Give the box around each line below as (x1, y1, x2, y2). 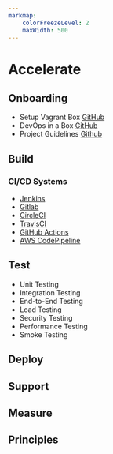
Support (8, 380, 49, 393)
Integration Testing (19, 287, 81, 297)
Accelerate (8, 60, 82, 78)
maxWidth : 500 (22, 26, 68, 34)
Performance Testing (19, 321, 88, 331)
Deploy (8, 353, 44, 366)
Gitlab (19, 202, 39, 212)
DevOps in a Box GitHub (19, 121, 98, 130)
